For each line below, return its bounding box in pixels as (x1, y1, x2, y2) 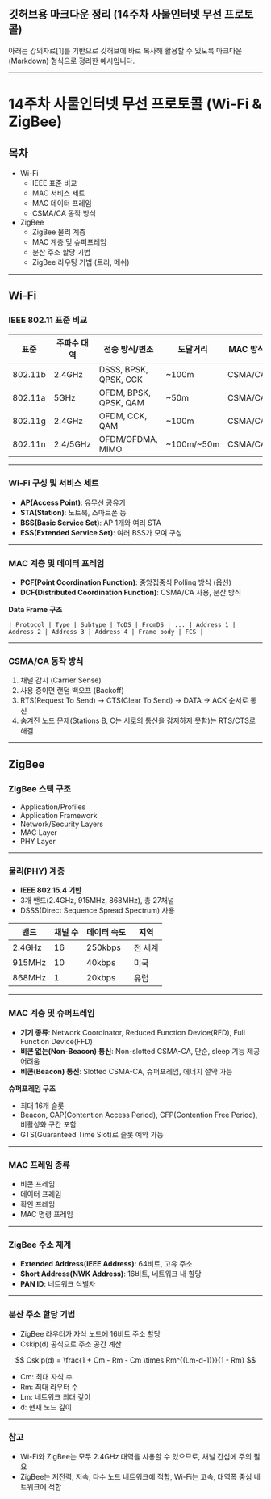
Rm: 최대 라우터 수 (19, 1382, 79, 1392)
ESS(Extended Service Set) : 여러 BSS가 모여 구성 (19, 527, 183, 537)
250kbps (85, 942, 121, 953)
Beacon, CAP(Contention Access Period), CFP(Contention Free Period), (19, 1110, 258, 1119)
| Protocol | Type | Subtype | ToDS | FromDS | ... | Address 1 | (8, 621, 236, 629)
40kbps (85, 957, 116, 968)
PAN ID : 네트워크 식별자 (19, 1279, 96, 1289)
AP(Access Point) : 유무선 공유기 (19, 498, 127, 507)
